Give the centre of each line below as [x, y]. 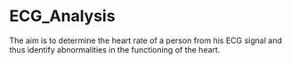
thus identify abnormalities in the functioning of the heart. [115, 49]
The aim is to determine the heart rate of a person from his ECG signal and [145, 40]
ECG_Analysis [62, 16]
